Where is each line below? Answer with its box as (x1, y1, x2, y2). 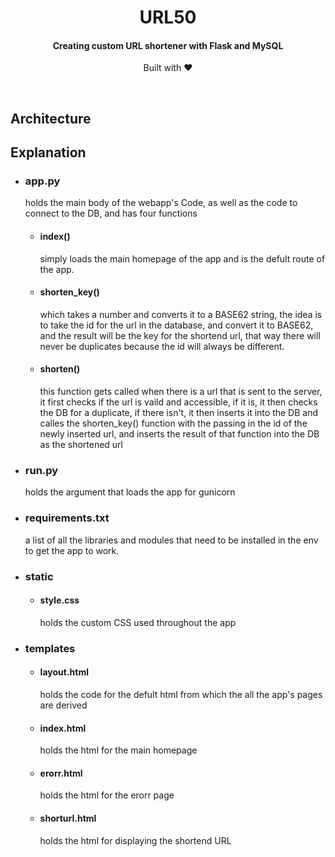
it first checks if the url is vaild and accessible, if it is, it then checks (39, 396, 318, 408)
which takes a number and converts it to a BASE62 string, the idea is (39, 308, 323, 320)
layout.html (39, 666, 89, 678)
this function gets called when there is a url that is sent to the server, (39, 386, 323, 398)
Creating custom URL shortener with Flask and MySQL (52, 39, 284, 51)
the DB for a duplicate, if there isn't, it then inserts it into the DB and (39, 407, 318, 419)
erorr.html (39, 767, 83, 779)
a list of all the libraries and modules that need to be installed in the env (24, 534, 319, 546)
